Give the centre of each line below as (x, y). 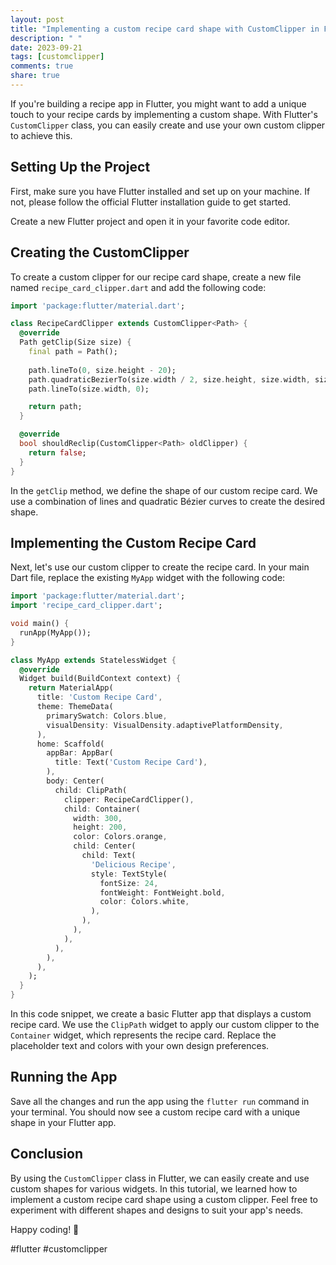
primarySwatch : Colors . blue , (107, 716)
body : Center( (75, 781)
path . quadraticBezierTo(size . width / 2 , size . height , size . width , (169, 379)
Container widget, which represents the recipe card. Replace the (143, 1035)
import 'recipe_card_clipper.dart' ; (86, 606)
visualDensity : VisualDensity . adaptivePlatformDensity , (165, 725)
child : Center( (105, 846)
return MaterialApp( (71, 688)
